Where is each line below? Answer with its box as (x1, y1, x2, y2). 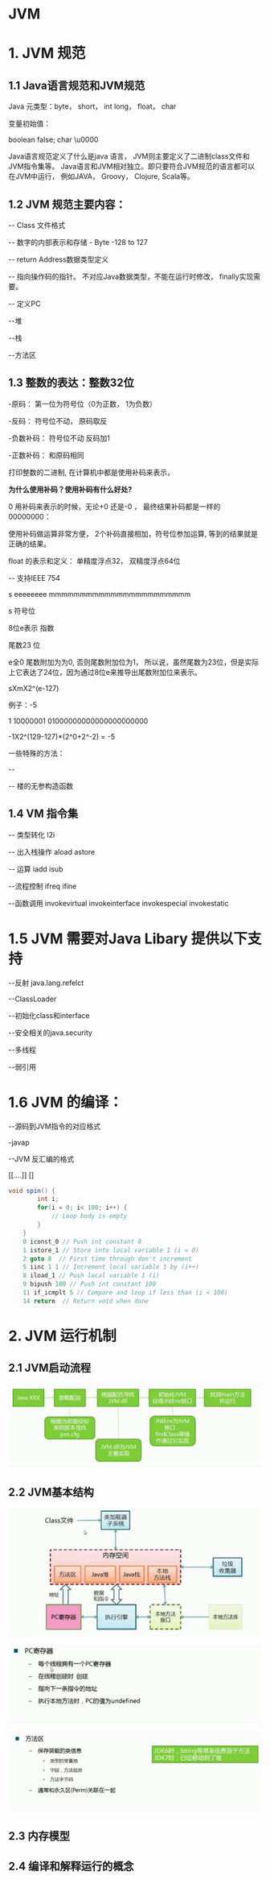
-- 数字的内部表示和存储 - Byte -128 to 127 (8, 238, 149, 246)
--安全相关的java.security (8, 1028, 92, 1037)
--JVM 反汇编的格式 (8, 1153, 75, 1164)
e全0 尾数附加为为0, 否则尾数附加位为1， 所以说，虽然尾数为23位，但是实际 (8, 657, 260, 667)
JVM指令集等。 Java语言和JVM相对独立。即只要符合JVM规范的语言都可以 (8, 162, 256, 172)
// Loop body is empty (51, 1212, 128, 1220)
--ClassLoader (8, 994, 57, 1004)
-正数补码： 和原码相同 (8, 450, 84, 460)
